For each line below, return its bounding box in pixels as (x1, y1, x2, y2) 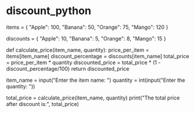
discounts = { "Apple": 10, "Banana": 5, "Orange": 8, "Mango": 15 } (6, 35, 167, 42)
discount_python (6, 4, 91, 18)
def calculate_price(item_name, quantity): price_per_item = (6, 46, 149, 54)
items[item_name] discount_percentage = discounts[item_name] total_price (6, 52, 190, 59)
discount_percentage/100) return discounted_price (6, 65, 130, 72)
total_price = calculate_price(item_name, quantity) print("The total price (6, 94, 180, 101)
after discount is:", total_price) (6, 100, 80, 107)
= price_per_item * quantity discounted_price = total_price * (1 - (6, 59, 161, 66)
